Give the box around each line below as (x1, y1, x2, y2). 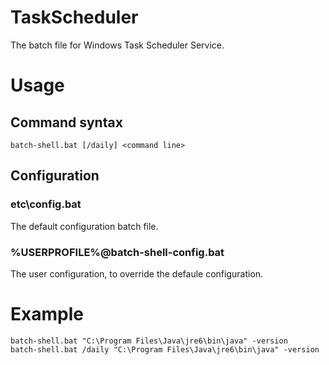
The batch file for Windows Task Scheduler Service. (10, 39, 225, 51)
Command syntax (10, 114, 123, 131)
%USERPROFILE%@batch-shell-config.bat (10, 245, 225, 259)
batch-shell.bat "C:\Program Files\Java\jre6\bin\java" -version (10, 336, 288, 346)
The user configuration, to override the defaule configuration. (10, 267, 264, 280)
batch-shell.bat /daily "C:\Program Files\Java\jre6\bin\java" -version (10, 344, 320, 355)
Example (10, 303, 84, 326)
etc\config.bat (10, 197, 82, 211)
